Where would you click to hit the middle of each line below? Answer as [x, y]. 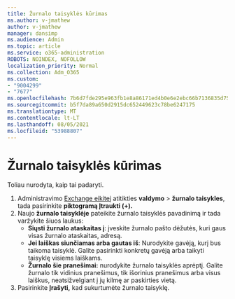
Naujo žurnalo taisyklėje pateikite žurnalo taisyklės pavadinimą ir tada [119, 214]
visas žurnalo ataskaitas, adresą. [75, 236]
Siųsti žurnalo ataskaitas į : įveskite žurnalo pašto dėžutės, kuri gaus [127, 228]
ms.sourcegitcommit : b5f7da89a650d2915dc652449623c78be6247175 [101, 105]
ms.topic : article [34, 46]
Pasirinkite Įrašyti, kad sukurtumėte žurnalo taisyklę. [93, 288]
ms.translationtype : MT [42, 111]
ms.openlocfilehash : [37, 99]
